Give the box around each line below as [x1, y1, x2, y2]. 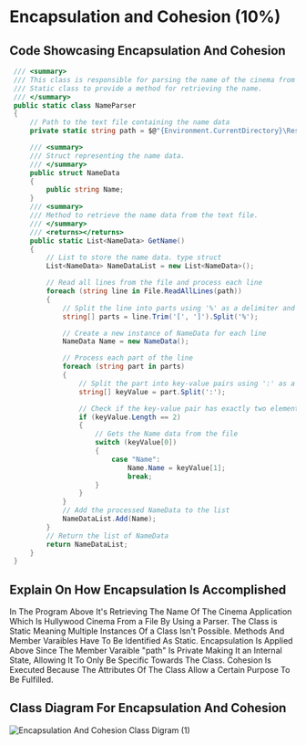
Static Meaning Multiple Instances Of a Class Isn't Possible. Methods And [9, 625, 285, 636]
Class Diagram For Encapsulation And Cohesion [9, 700, 287, 716]
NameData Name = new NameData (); [62, 337, 189, 346]
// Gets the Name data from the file [95, 429, 239, 439]
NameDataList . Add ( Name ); [62, 514, 157, 523]
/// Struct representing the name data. [29, 151, 185, 161]
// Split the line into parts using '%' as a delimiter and [62, 303, 296, 312]
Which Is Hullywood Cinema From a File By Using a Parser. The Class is [9, 616, 278, 627]
